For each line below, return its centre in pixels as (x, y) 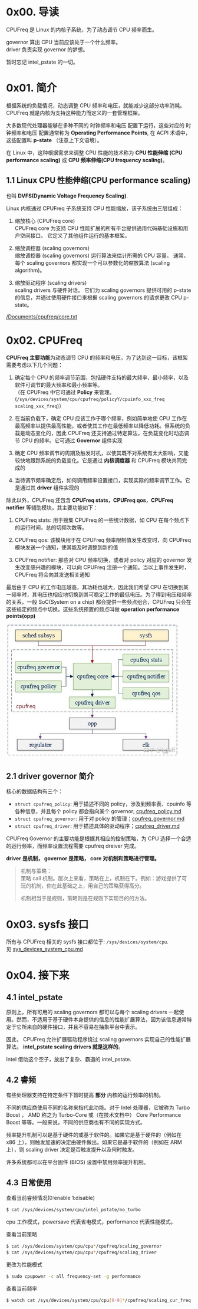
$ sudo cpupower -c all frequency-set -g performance (74, 1276)
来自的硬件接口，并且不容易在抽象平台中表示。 (83, 1027)
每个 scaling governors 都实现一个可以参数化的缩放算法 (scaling (92, 262)
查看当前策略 (22, 1234)
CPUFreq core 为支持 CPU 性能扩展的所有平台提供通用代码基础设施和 (99, 228)
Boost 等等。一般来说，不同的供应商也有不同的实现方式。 (76, 1122)
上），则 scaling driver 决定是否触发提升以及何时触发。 (72, 1150)
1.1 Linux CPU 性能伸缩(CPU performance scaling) (98, 180)
